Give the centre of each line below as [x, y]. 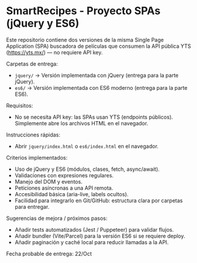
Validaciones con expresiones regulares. [64, 175]
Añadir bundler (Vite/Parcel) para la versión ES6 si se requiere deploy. [100, 236]
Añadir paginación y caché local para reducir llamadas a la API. [91, 242]
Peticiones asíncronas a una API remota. [64, 188]
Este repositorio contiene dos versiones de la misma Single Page [85, 40]
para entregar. [32, 207]
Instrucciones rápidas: [33, 135]
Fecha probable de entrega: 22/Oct [49, 254]
